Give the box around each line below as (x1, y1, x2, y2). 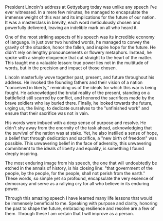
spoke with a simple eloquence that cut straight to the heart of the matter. (5, 55, 152, 60)
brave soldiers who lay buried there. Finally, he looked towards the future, (5, 100, 153, 106)
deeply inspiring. (5, 151, 39, 157)
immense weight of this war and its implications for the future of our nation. (5, 15, 156, 20)
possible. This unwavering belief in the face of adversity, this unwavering (5, 141, 152, 146)
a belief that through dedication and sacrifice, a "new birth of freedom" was (5, 135, 157, 141)
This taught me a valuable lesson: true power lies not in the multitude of (5, 60, 149, 65)
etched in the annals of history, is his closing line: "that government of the (5, 165, 153, 171)
